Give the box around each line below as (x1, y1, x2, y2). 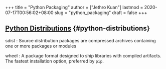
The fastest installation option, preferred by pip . (5, 58, 104, 64)
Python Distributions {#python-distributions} (5, 24, 150, 33)
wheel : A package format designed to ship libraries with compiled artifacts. (5, 52, 161, 58)
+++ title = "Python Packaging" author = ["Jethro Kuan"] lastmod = (5, 5, 143, 10)
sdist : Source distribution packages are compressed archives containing (5, 37, 156, 43)
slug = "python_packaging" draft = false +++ (54, 10, 147, 16)
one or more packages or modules (5, 43, 77, 49)
